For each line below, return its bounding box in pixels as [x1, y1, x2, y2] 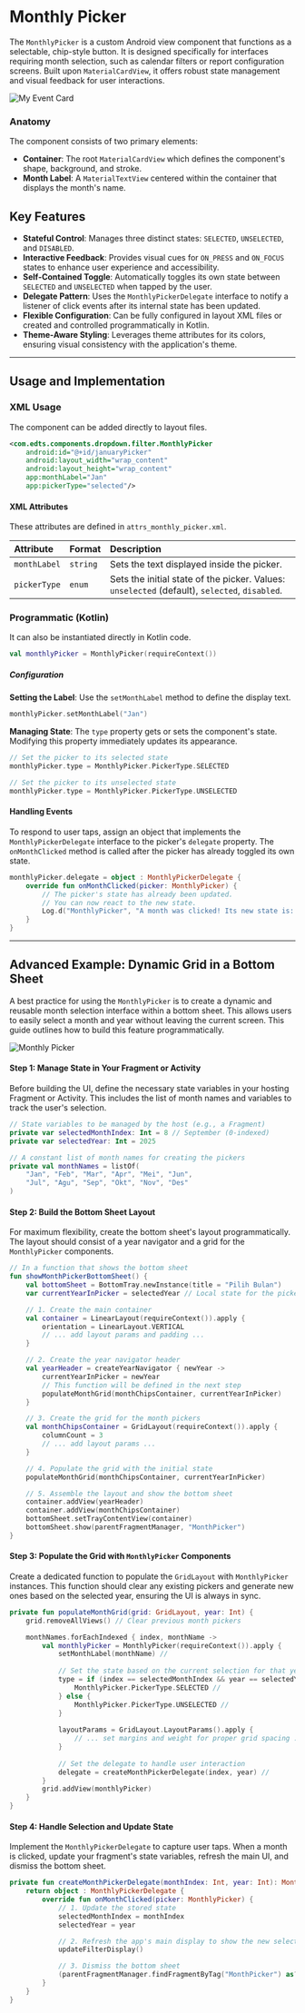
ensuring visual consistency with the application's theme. [22, 339, 238, 350]
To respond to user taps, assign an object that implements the [9, 826, 241, 837]
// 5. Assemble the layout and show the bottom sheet [25, 1489, 233, 1498]
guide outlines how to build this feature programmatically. [9, 1024, 225, 1035]
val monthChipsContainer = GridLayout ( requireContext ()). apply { [25, 1423, 279, 1432]
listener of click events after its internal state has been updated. [22, 301, 261, 311]
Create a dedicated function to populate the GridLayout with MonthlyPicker [9, 1571, 289, 1582]
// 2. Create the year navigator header [25, 1356, 181, 1365]
